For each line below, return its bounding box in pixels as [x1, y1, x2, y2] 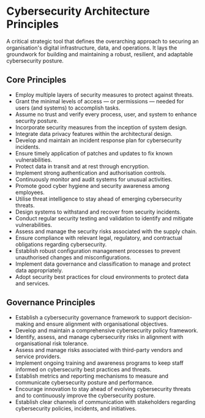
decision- [168, 313, 193, 321]
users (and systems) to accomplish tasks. [15, 104, 121, 111]
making [15, 320, 34, 327]
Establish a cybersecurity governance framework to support [15, 313, 167, 321]
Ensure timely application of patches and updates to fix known [15, 149, 173, 157]
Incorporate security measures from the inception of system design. [15, 124, 188, 131]
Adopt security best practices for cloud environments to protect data [15, 273, 189, 280]
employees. [15, 188, 45, 196]
